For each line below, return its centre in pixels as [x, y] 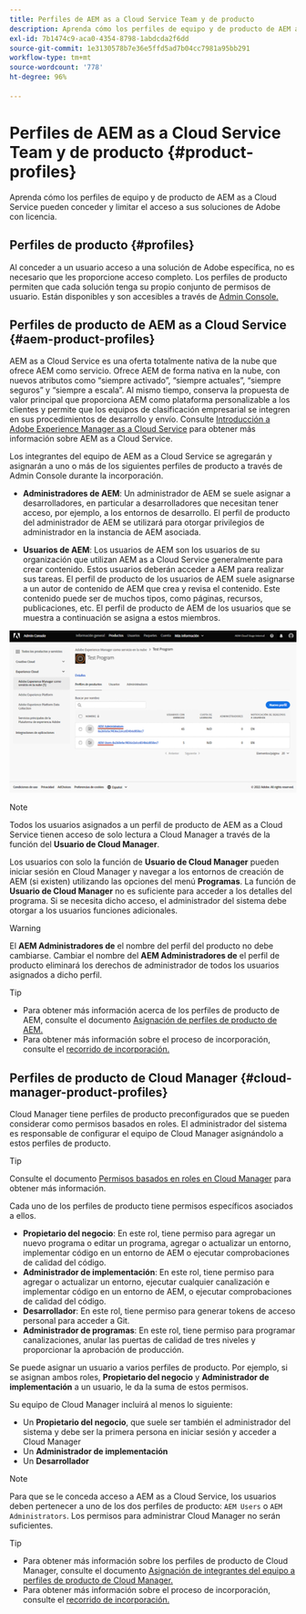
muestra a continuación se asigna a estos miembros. [122, 618]
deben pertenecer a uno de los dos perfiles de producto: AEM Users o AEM [146, 1506]
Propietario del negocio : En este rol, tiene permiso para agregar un [149, 1233]
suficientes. [31, 1525]
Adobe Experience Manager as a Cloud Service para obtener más [133, 429]
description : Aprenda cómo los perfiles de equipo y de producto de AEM [150, 29]
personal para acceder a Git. [76, 1321]
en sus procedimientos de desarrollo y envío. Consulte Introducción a [140, 419]
